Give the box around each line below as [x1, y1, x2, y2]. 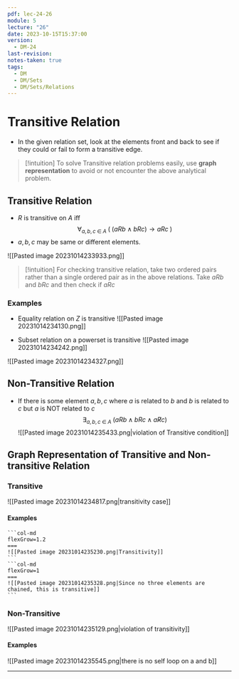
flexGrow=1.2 [7, 536, 46, 543]
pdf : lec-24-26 [7, 10, 53, 18]
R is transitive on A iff [17, 214, 80, 222]
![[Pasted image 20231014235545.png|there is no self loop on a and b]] [7, 657, 217, 665]
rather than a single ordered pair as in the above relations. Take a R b [24, 272, 224, 281]
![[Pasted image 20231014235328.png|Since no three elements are [7, 579, 205, 586]
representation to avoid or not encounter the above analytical [24, 167, 206, 175]
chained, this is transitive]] [7, 586, 100, 593]
